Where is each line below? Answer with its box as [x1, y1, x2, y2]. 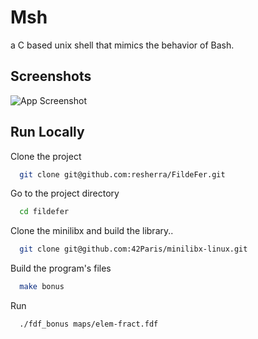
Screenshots [10, 68, 92, 85]
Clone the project [10, 150, 82, 162]
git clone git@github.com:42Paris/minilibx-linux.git [19, 244, 248, 255]
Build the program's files [10, 262, 112, 275]
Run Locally [10, 124, 85, 141]
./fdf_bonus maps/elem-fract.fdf [19, 319, 159, 330]
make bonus [19, 282, 65, 292]
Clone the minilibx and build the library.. [10, 225, 174, 237]
